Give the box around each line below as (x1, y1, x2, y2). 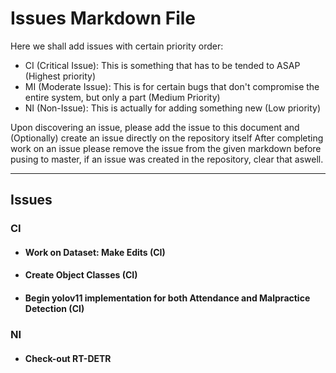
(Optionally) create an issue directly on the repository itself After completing (10, 132, 324, 144)
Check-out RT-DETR (24, 352, 112, 364)
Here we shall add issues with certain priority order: (10, 40, 224, 52)
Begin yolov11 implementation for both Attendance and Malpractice (24, 292, 311, 304)
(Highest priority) (24, 70, 97, 82)
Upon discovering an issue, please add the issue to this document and (10, 121, 300, 133)
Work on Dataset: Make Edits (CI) (24, 246, 166, 258)
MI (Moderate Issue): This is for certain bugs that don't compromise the (24, 80, 320, 92)
